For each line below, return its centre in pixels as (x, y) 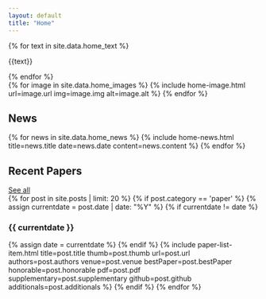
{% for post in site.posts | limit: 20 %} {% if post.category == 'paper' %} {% (132, 199)
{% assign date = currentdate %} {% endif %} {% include (102, 245)
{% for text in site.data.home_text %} (69, 45)
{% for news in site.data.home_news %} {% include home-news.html (121, 138)
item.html (23, 253)
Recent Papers (45, 171)
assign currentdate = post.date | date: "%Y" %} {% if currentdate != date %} (133, 207)
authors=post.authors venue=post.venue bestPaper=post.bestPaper (120, 262)
